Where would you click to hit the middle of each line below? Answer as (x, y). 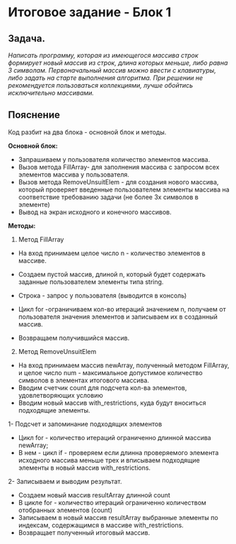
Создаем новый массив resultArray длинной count (94, 495)
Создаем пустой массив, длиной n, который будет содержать (112, 274)
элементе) (34, 204)
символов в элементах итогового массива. (84, 380)
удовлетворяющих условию (60, 395)
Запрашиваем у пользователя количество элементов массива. (114, 159)
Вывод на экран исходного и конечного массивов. (95, 212)
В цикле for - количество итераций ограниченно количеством (112, 502)
